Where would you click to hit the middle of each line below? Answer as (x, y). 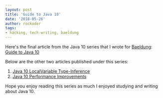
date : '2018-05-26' (25, 19)
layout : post (19, 10)
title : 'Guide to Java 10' (33, 14)
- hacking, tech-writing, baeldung (42, 33)
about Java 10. (20, 91)
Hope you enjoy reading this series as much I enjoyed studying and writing (81, 86)
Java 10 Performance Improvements (49, 76)
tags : (11, 28)
